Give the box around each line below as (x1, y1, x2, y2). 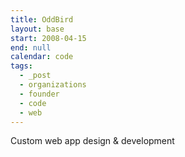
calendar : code (10, 52, 74, 62)
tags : (10, 61, 33, 71)
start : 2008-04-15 (10, 33, 87, 43)
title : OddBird (10, 14, 74, 25)
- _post (19, 71, 52, 81)
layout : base (10, 24, 65, 34)
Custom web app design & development (10, 135, 175, 147)
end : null (10, 42, 52, 53)
